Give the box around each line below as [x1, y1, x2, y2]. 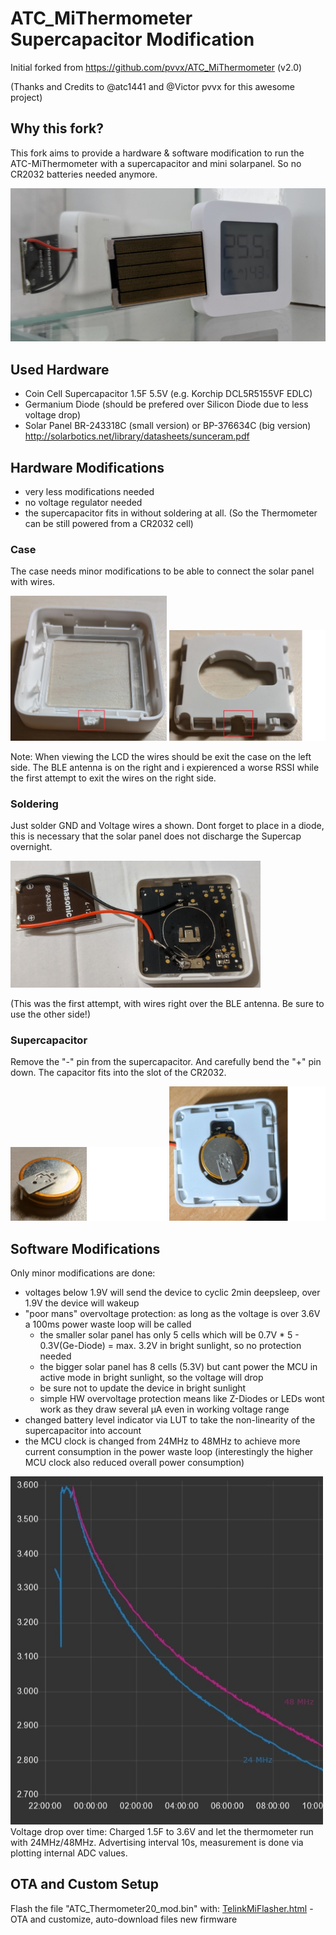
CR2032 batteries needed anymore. [10, 168, 158, 180]
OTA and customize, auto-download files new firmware [10, 1913, 238, 1925]
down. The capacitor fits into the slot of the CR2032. [10, 1067, 227, 1079]
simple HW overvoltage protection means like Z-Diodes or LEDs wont [39, 1393, 325, 1405]
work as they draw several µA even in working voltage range [39, 1403, 290, 1416]
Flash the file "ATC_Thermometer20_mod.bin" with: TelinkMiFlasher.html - [10, 1902, 314, 1914]
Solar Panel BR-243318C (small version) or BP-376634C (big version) [24, 420, 312, 432]
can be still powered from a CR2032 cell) [24, 517, 194, 529]
